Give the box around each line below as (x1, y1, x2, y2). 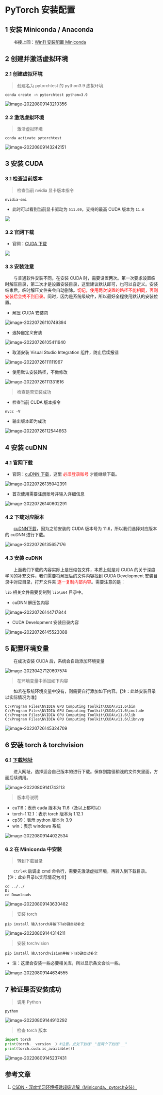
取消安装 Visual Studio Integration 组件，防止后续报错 (12, 349, 119, 356)
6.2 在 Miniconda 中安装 (5, 846, 62, 852)
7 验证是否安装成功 (5, 985, 62, 994)
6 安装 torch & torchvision (5, 741, 84, 749)
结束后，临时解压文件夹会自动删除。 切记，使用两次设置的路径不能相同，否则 (5, 287, 158, 293)
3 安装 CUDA (5, 159, 44, 168)
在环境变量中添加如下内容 (16, 678, 68, 684)
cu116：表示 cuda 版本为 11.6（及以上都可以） (12, 805, 104, 811)
